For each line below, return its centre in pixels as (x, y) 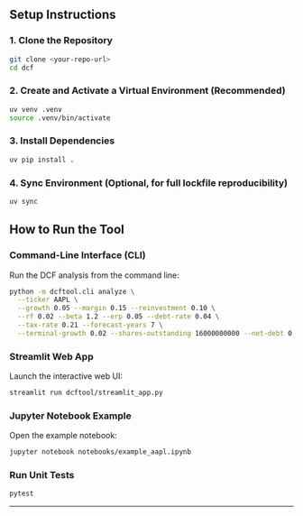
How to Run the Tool (67, 230)
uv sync (24, 201)
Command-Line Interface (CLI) (78, 255)
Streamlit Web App (51, 356)
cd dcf (22, 68)
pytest (22, 494)
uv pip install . (42, 160)
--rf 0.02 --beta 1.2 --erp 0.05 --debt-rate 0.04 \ (119, 317)
